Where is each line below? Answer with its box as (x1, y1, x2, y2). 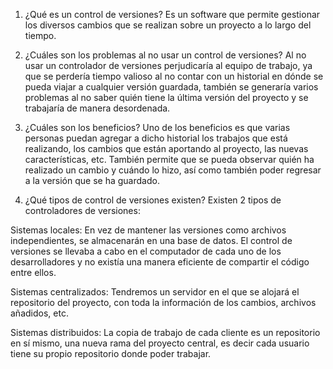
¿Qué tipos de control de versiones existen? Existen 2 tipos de (24, 194, 282, 206)
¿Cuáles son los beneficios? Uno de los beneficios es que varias (24, 122, 291, 133)
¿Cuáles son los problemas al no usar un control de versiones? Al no (24, 49, 307, 61)
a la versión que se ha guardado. (24, 175, 160, 186)
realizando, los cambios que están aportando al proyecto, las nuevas (24, 143, 309, 154)
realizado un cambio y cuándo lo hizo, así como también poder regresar (24, 164, 322, 176)
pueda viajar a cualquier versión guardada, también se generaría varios (24, 81, 319, 93)
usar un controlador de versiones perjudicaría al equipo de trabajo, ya (24, 60, 313, 71)
